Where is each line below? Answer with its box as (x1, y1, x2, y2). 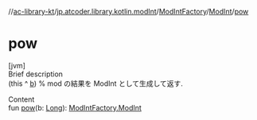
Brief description (8, 69, 64, 79)
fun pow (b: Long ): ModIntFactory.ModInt (8, 103, 142, 112)
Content (8, 95, 35, 104)
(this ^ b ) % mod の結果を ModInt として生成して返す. (8, 79, 183, 88)
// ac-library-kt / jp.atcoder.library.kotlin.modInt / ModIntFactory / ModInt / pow (8, 7, 249, 16)
